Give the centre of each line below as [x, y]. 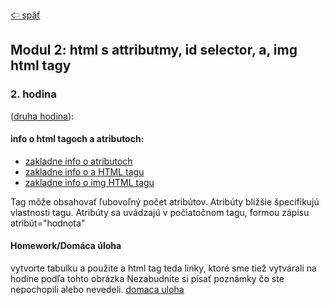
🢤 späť [25, 15]
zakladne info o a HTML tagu [84, 171]
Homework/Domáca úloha [66, 246]
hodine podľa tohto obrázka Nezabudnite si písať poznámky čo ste [147, 279]
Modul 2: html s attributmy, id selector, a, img [154, 50]
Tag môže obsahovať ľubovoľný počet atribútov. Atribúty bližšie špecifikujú [165, 201]
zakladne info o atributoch [78, 161]
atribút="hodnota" [48, 223]
